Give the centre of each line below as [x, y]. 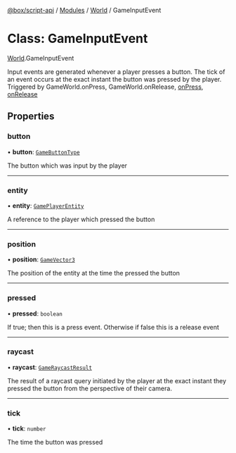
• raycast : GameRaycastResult [50, 367]
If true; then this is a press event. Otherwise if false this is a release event [113, 327]
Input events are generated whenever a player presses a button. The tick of [116, 72]
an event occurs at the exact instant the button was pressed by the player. [114, 79]
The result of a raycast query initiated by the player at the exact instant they [117, 380]
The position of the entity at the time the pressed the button [94, 273]
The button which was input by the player [67, 166]
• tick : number [27, 428]
